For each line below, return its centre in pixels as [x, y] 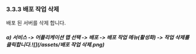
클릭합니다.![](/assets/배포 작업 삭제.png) [55, 44]
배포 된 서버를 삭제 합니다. [36, 23]
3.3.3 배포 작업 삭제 [33, 9]
